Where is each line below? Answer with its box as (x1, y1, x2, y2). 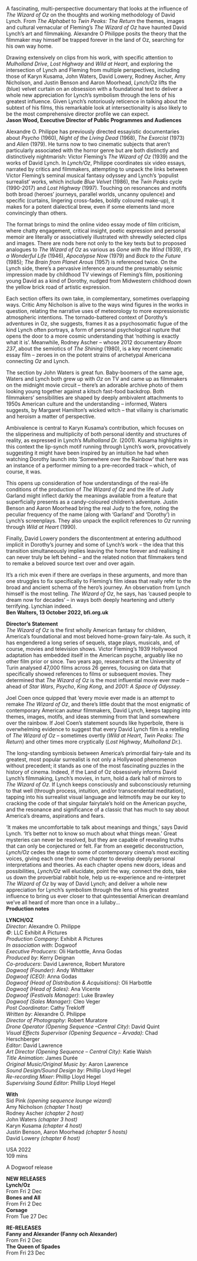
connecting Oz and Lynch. (6, 358, 70, 364)
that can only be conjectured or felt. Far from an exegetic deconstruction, (6, 842, 184, 850)
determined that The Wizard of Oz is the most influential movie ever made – (6, 677, 189, 683)
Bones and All (6, 1194, 41, 1201)
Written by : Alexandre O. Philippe (6, 1010, 86, 1018)
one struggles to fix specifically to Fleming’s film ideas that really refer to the (6, 578, 191, 584)
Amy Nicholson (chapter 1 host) (6, 1104, 83, 1110)
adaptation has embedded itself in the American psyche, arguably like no (6, 651, 183, 659)
